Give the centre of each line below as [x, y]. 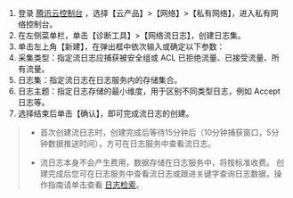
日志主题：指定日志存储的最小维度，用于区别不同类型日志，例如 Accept [149, 91]
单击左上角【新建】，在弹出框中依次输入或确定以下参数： [121, 46]
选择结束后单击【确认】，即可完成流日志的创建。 [106, 113]
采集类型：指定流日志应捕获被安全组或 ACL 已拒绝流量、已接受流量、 [144, 58]
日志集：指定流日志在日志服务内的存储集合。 [100, 80]
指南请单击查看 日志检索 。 [96, 185]
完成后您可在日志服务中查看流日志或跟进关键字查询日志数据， [161, 173]
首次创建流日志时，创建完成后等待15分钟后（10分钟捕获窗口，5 [155, 132]
